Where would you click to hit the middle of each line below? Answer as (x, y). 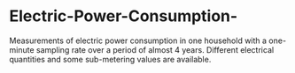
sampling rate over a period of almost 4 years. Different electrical (155, 49)
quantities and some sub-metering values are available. (110, 59)
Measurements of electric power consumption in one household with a (138, 40)
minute (22, 49)
